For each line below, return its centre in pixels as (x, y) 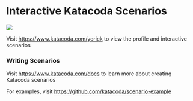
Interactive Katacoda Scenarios (87, 11)
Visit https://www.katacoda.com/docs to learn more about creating (89, 74)
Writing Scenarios (33, 60)
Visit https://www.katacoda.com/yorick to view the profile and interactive (97, 39)
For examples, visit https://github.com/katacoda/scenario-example (89, 91)
